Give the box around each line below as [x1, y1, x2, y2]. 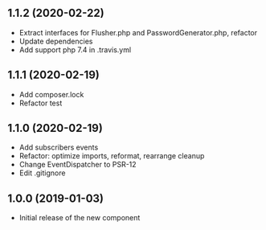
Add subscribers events [18, 142, 99, 152]
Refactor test [18, 98, 63, 108]
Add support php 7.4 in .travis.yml [18, 44, 132, 55]
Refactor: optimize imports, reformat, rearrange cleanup [18, 151, 205, 161]
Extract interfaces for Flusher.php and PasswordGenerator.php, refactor [18, 27, 258, 37]
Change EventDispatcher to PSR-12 [18, 160, 137, 170]
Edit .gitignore [18, 168, 66, 178]
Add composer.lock [18, 89, 84, 99]
